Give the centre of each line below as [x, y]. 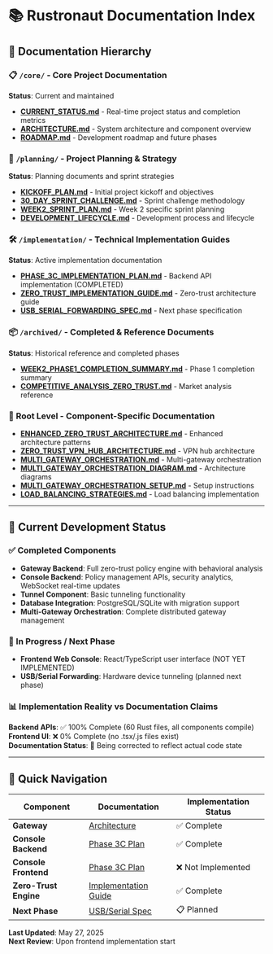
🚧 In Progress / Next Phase [62, 641]
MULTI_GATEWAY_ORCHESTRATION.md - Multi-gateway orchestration [141, 460]
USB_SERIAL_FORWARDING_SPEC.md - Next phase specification [131, 311]
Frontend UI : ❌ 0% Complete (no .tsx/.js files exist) [94, 737]
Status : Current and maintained [61, 95]
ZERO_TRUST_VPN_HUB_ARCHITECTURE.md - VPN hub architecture [137, 451]
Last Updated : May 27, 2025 [56, 933]
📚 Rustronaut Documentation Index [132, 16]
